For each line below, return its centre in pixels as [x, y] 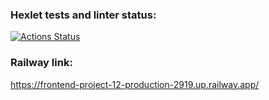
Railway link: [41, 63]
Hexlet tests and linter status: [83, 15]
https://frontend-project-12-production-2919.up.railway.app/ [135, 84]
